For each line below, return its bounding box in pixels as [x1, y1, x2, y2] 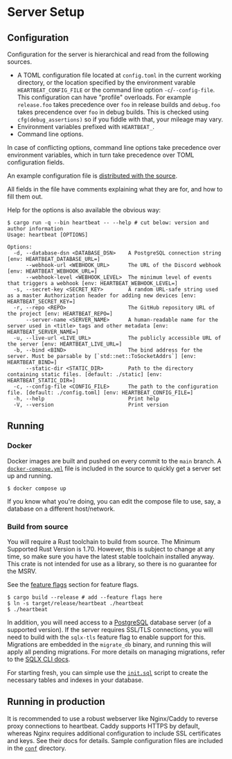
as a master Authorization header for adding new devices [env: [7, 292, 197, 299]
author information [7, 225, 64, 232]
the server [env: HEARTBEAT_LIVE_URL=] [7, 341, 123, 348]
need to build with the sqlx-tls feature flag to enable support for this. [7, 633, 206, 641]
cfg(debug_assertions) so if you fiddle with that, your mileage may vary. [17, 115, 224, 123]
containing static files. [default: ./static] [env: [7, 371, 163, 378]
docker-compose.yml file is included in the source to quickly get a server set [7, 464, 222, 472]
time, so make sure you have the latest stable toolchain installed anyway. [7, 552, 215, 561]
